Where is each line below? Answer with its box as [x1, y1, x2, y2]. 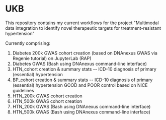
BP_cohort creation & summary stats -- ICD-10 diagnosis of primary [12, 77, 153, 83]
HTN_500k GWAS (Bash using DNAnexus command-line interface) [12, 109, 151, 115]
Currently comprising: [5, 40, 51, 46]
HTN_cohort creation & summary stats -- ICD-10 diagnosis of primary [12, 66, 157, 72]
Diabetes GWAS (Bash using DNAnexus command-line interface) [12, 61, 147, 67]
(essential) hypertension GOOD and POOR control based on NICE [12, 82, 148, 88]
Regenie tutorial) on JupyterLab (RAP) [12, 55, 92, 61]
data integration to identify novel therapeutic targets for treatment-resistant [5, 25, 161, 31]
